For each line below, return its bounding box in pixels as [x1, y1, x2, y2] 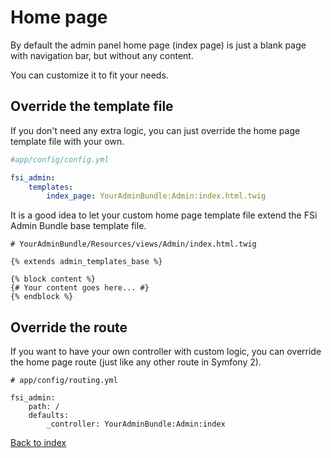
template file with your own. [10, 135, 125, 147]
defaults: [28, 411, 70, 421]
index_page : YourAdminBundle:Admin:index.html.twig [46, 191, 267, 201]
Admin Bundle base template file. [10, 220, 147, 232]
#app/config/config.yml [10, 154, 110, 165]
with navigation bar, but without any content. [10, 49, 194, 61]
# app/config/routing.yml [10, 376, 118, 386]
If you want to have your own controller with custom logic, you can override [10, 346, 322, 358]
